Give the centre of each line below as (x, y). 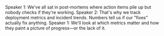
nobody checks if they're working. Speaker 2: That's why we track (73, 12)
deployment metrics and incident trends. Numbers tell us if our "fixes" (77, 18)
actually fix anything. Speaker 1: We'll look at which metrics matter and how (82, 23)
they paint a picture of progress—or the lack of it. (55, 28)
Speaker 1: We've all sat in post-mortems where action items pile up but (78, 7)
